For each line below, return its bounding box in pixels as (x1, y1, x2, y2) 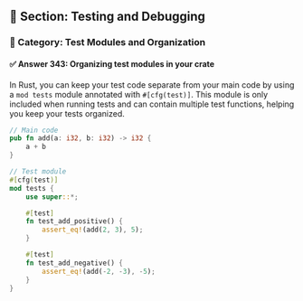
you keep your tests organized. (9, 108, 125, 118)
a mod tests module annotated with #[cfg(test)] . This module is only (9, 89, 269, 99)
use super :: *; (25, 192, 79, 202)
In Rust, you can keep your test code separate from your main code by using (9, 79, 295, 90)
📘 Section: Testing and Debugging (9, 9, 206, 24)
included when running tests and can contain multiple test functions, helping (9, 99, 295, 109)
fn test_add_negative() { (25, 259, 124, 268)
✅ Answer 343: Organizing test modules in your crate (9, 58, 215, 69)
